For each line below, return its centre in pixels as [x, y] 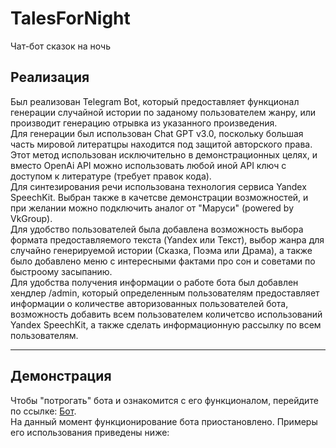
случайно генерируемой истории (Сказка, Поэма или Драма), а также [161, 250]
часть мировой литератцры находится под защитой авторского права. [161, 144]
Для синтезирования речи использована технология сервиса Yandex [158, 186]
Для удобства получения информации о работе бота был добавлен [154, 282]
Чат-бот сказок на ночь [60, 46]
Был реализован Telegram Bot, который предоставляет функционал [155, 101]
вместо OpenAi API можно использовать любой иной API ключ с [148, 165]
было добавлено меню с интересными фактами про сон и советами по [163, 261]
